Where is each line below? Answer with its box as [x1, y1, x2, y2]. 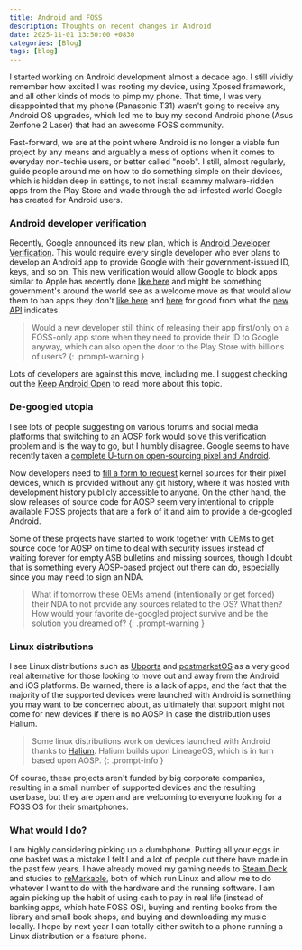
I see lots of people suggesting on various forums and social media [9, 421, 259, 432]
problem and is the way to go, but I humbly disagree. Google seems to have [9, 440, 290, 452]
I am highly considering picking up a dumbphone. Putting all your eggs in [9, 844, 281, 855]
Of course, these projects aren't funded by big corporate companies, [9, 773, 266, 784]
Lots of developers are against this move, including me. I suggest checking [9, 368, 288, 379]
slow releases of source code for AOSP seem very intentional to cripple [9, 496, 275, 507]
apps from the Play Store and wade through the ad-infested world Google [9, 185, 283, 196]
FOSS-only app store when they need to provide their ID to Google [31, 331, 279, 343]
